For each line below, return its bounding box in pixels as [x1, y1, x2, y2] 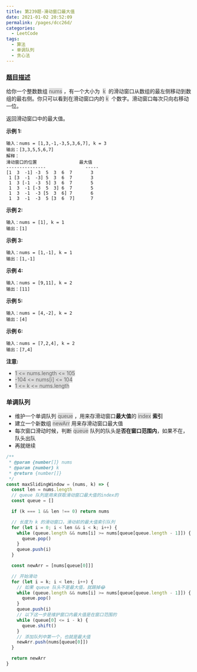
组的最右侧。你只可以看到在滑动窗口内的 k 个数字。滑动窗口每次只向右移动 [6, 95, 189, 102]
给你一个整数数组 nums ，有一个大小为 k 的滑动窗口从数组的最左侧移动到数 [6, 87, 192, 94]
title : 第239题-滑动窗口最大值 [6, 8, 75, 15]
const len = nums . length [11, 487, 73, 493]
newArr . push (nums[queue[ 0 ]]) [17, 639, 88, 645]
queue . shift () [21, 622, 57, 629]
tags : [6, 36, 19, 42]
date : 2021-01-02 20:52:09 [6, 14, 73, 20]
